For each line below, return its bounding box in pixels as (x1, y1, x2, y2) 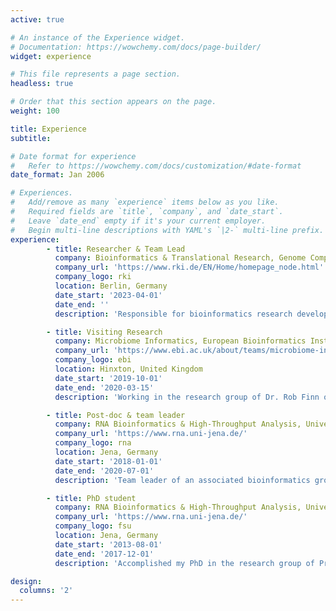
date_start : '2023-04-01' (54, 290, 163, 300)
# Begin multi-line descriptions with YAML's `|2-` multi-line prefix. (10, 225, 325, 235)
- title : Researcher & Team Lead (46, 244, 186, 254)
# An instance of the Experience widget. (10, 32, 186, 43)
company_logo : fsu (54, 521, 132, 531)
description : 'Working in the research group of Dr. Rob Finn (54, 392, 320, 402)
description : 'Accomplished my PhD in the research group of (54, 558, 315, 568)
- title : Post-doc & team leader (46, 410, 186, 420)
